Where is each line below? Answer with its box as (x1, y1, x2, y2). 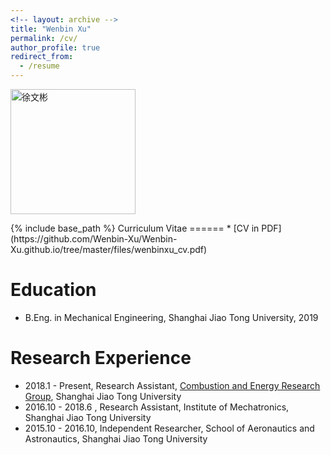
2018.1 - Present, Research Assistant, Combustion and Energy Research (24, 379, 321, 391)
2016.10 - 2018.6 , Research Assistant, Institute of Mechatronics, (24, 401, 290, 413)
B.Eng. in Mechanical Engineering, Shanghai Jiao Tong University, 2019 (24, 311, 319, 323)
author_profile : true (10, 42, 101, 53)
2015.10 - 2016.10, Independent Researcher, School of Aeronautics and (24, 422, 315, 434)
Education (10, 279, 97, 301)
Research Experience (10, 347, 192, 370)
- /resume (19, 61, 60, 71)
